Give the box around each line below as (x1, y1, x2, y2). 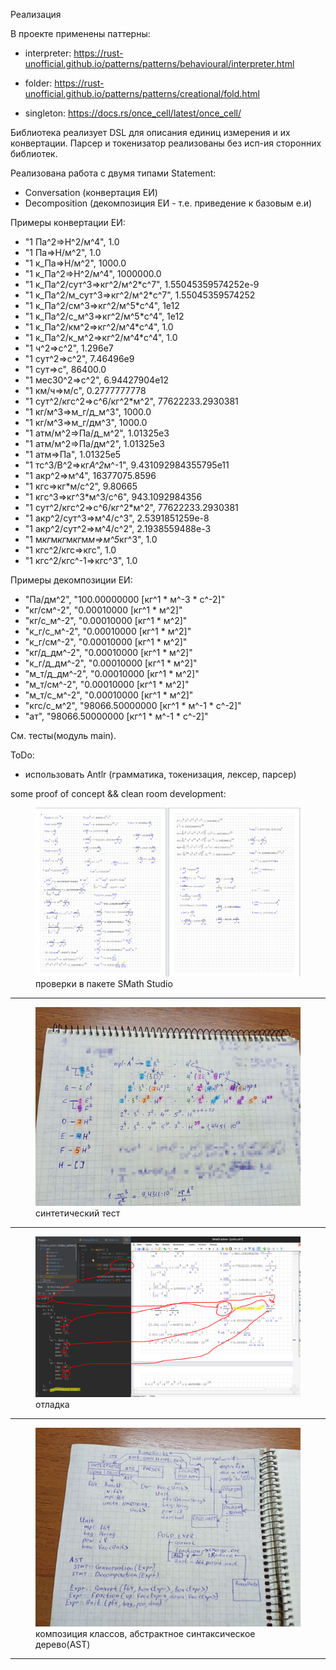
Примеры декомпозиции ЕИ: (10, 574, 133, 586)
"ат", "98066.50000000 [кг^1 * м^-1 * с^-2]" (24, 710, 209, 722)
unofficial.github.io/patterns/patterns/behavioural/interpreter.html (24, 58, 295, 69)
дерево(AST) (35, 1638, 91, 1650)
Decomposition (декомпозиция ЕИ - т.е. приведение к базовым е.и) (24, 197, 313, 209)
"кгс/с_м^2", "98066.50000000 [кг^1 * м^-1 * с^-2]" (24, 700, 242, 711)
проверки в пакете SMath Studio (35, 977, 173, 989)
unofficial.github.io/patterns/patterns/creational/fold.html (24, 88, 260, 99)
